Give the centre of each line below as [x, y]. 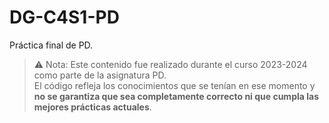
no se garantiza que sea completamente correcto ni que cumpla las [176, 96]
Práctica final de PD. [51, 45]
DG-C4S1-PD [64, 17]
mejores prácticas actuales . [92, 107]
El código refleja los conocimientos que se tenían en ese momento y [174, 85]
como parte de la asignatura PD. [100, 75]
